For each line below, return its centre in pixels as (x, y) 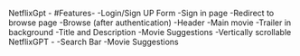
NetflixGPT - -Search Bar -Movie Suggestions (94, 42)
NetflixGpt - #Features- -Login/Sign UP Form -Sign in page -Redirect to (141, 13)
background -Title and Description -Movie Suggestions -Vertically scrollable (150, 32)
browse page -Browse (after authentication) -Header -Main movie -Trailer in (150, 23)
